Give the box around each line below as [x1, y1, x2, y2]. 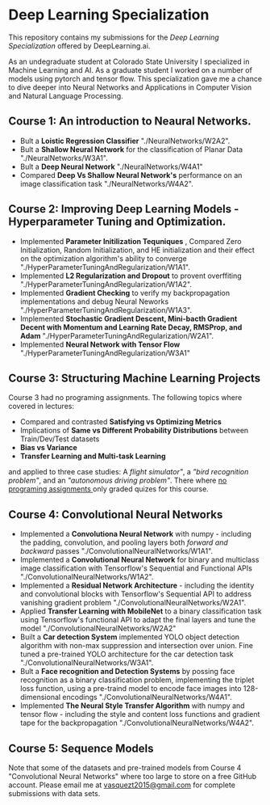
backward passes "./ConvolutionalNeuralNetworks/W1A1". [19, 546, 214, 556]
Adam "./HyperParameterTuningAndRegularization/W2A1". [19, 331, 214, 340]
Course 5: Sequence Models [8, 741, 154, 755]
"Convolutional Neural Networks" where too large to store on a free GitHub [8, 772, 257, 781]
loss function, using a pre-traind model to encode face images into [19, 684, 242, 693]
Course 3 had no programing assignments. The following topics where [8, 393, 243, 402]
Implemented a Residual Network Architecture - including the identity [19, 580, 255, 591]
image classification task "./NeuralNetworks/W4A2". [19, 179, 193, 188]
